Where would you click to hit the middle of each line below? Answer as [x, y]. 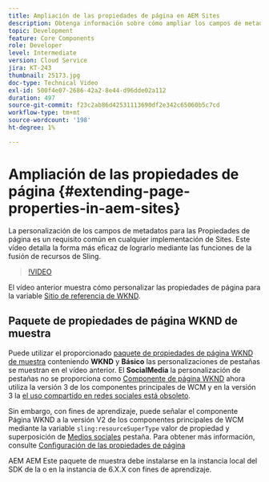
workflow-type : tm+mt [44, 113]
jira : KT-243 [30, 68]
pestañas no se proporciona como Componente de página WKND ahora [127, 379]
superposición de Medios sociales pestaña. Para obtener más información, [132, 436]
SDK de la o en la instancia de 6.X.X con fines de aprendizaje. [110, 469]
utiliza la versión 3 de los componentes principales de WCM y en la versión [132, 387]
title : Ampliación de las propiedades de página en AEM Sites [114, 16]
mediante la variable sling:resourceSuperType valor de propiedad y [119, 428]
